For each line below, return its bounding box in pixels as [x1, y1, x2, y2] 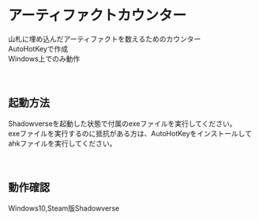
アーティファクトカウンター [8, 6, 187, 25]
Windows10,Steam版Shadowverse [8, 203, 120, 213]
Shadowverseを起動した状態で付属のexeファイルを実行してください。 [8, 119, 237, 128]
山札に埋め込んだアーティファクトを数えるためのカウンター [8, 34, 201, 44]
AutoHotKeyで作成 [8, 44, 69, 53]
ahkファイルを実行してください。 [8, 139, 117, 148]
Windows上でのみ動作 [8, 54, 81, 63]
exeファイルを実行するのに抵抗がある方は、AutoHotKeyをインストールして [8, 128, 253, 138]
